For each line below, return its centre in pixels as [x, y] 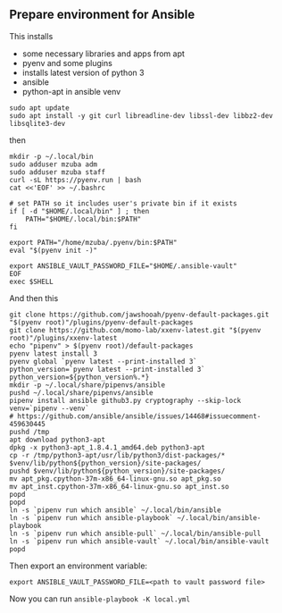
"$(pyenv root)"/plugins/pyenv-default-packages [101, 322]
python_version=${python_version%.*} [79, 377]
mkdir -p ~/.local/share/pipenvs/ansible [87, 385]
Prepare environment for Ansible [102, 15]
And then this [34, 298]
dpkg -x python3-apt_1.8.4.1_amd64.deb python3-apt [107, 447]
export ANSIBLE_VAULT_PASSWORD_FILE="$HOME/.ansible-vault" [124, 266]
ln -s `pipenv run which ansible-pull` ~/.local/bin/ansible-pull [135, 533]
